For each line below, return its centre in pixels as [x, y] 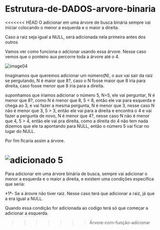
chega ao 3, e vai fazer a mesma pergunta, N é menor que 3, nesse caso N [80, 105]
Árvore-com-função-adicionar [120, 222]
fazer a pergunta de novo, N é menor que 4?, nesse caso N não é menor [77, 115]
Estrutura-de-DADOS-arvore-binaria [80, 9]
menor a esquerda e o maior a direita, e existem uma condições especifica [80, 179]
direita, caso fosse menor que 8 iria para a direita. [55, 85]
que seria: [15, 184]
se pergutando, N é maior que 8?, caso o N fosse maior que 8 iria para [75, 81]
